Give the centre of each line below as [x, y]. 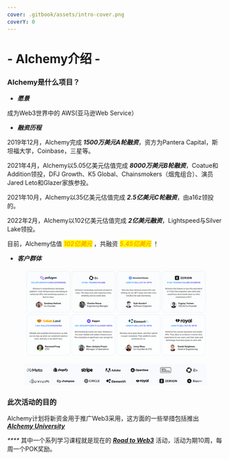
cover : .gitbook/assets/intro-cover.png [66, 14]
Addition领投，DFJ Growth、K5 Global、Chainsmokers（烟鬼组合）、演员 [110, 174]
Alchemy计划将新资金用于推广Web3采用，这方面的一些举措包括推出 [103, 418]
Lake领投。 [23, 229]
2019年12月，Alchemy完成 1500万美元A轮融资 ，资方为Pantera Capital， [110, 142]
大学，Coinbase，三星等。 [57, 151]
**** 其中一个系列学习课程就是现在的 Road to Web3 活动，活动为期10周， [112, 440]
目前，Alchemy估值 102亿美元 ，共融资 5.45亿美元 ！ [83, 244]
